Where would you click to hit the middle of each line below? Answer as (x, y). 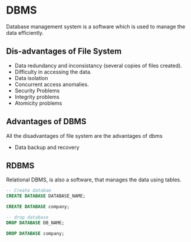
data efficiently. (25, 32)
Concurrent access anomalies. (52, 84)
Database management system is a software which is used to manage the (96, 26)
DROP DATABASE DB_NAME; (35, 223)
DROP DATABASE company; (35, 233)
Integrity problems (37, 97)
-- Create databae (29, 191)
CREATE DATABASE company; (38, 207)
